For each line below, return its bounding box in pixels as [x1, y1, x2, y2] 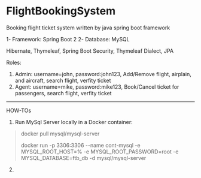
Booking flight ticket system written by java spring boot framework [6, 24, 170, 31]
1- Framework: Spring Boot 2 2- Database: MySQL [6, 35, 130, 43]
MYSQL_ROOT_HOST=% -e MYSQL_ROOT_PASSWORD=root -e [20, 148, 179, 155]
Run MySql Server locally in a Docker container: [14, 118, 133, 125]
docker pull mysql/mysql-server [20, 130, 100, 137]
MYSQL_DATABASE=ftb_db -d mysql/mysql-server [20, 154, 147, 161]
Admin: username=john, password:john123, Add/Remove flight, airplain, [14, 70, 191, 77]
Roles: [6, 59, 22, 66]
